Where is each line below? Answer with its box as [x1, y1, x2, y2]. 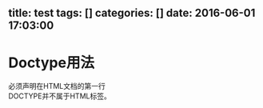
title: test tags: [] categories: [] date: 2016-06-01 [8, 6, 256, 20]
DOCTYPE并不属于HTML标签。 [8, 91, 112, 101]
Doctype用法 [8, 54, 94, 71]
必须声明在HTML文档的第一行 [8, 82, 106, 91]
